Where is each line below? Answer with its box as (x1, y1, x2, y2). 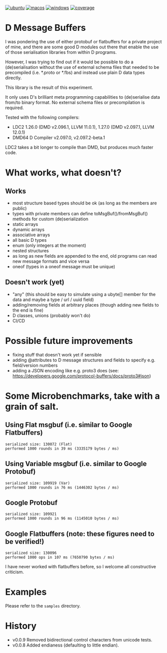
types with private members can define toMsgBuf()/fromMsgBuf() (12, 210, 148, 216)
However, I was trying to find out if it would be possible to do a (5, 59, 134, 65)
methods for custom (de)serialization (12, 216, 89, 222)
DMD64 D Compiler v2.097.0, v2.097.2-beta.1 (12, 135, 105, 141)
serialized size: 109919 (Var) (5, 481, 70, 486)
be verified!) (5, 537, 44, 546)
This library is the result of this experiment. (5, 84, 93, 90)
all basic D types (12, 237, 47, 243)
